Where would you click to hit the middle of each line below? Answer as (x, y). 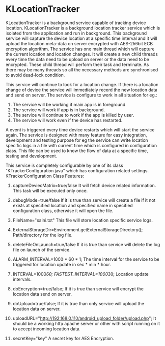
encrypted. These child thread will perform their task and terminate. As (77, 64)
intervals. (22, 279)
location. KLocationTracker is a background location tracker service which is (83, 28)
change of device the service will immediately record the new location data (82, 90)
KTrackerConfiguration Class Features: (45, 176)
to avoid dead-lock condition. (35, 75)
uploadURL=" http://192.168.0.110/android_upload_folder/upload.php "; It (84, 318)
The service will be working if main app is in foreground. (69, 104)
